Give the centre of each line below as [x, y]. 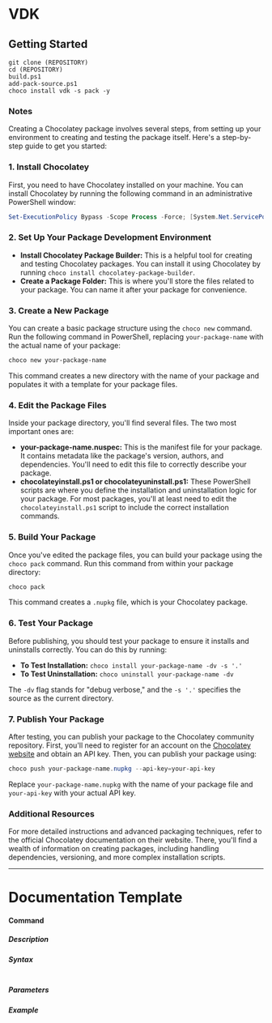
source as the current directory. [61, 698]
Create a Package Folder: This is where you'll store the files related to [137, 281]
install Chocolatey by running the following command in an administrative [130, 193]
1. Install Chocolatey [49, 167]
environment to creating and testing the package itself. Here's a [115, 138]
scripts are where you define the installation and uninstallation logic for [138, 490]
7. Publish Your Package [56, 719]
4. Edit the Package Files [57, 405]
